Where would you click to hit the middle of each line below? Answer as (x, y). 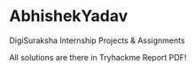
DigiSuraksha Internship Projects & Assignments (97, 40)
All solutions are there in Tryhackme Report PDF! (98, 57)
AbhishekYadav (69, 16)
